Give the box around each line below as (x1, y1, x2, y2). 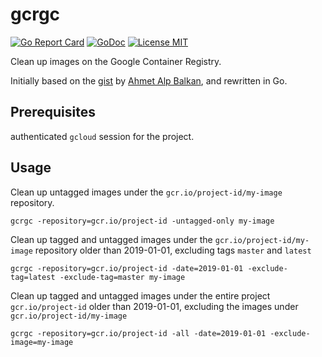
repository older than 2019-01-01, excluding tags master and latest (34, 244, 312, 256)
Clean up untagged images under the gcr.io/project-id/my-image (10, 186, 283, 198)
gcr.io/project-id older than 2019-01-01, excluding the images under (10, 300, 299, 312)
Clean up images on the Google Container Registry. (10, 55, 222, 67)
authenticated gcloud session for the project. (10, 130, 195, 142)
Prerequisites (10, 104, 96, 121)
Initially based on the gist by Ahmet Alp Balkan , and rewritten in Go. (10, 74, 288, 87)
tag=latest (10, 272, 56, 282)
